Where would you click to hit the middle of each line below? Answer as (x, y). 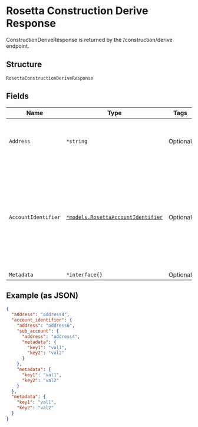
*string (77, 141)
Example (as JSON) (42, 295)
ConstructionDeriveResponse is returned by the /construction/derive (89, 40)
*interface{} (85, 275)
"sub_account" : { (38, 331)
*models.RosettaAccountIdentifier (115, 217)
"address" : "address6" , (46, 326)
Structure (24, 65)
